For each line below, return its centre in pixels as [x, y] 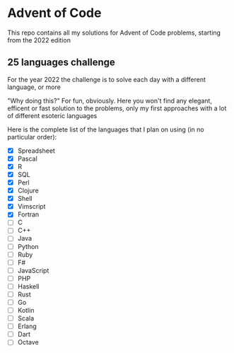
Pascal [27, 158]
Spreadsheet [36, 151]
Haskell [28, 286]
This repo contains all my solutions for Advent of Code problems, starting [114, 33]
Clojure [28, 191]
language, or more [34, 87]
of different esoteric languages [52, 115]
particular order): [32, 137]
